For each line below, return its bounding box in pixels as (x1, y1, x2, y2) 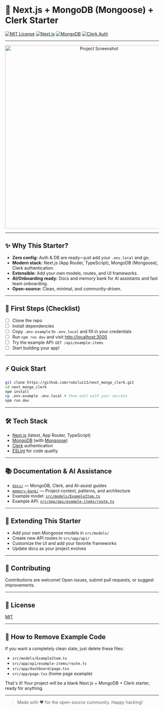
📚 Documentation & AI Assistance (5, 467, 112, 476)
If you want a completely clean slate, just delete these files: (5, 646, 124, 651)
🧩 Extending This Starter (5, 517, 82, 525)
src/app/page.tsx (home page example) (12, 671, 93, 676)
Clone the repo (12, 317, 42, 323)
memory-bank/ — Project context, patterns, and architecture (12, 488, 131, 494)
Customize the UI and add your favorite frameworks (12, 540, 117, 546)
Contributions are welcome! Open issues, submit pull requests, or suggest (5, 577, 154, 583)
